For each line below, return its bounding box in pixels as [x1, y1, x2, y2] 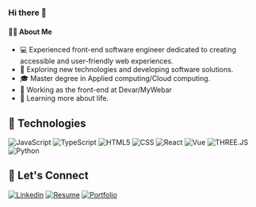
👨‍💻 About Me [8, 27, 53, 36]
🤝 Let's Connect [8, 169, 89, 182]
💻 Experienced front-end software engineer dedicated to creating [19, 45, 236, 55]
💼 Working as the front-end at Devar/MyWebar [19, 85, 173, 94]
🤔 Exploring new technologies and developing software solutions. [19, 65, 234, 75]
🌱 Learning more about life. [19, 94, 109, 103]
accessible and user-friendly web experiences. [19, 56, 174, 66]
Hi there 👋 [8, 7, 48, 18]
